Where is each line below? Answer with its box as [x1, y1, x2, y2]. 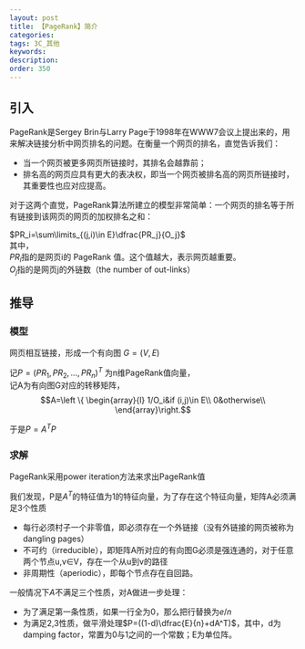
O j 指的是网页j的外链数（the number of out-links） [9, 264, 196, 277]
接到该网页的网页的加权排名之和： [25, 211, 153, 222]
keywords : [9, 47, 47, 57]
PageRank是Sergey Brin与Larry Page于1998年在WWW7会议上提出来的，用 [9, 126, 290, 137]
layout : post [9, 13, 59, 23]
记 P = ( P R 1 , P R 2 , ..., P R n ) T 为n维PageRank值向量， [9, 365, 196, 380]
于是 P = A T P [9, 422, 56, 434]
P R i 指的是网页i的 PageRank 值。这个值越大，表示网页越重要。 [9, 251, 241, 265]
